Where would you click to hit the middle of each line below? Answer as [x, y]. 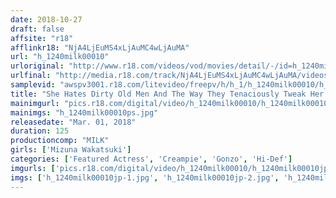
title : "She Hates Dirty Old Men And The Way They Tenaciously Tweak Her [167, 94]
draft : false [37, 29]
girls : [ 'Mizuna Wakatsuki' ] [71, 150]
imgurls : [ [33, 168]
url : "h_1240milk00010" [60, 57]
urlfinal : [31, 76]
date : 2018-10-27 [46, 19]
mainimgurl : [35, 103]
